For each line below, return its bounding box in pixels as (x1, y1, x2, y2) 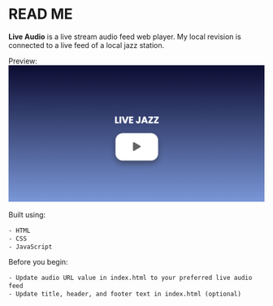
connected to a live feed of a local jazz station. (8, 40, 165, 50)
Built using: (8, 210, 46, 220)
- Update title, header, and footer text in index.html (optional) (8, 290, 242, 299)
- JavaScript (8, 243, 53, 252)
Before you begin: (8, 257, 68, 267)
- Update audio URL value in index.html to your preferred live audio (8, 274, 253, 282)
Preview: (8, 56, 38, 66)
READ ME (8, 5, 73, 24)
